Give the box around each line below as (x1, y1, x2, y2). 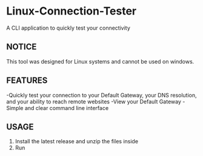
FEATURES (6, 76, 48, 86)
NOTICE (6, 42, 37, 52)
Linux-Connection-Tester (6, 4, 137, 18)
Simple (6, 104, 24, 111)
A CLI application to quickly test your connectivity (6, 24, 130, 31)
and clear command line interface (24, 104, 109, 111)
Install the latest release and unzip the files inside (15, 138, 138, 145)
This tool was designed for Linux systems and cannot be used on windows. (6, 57, 195, 65)
